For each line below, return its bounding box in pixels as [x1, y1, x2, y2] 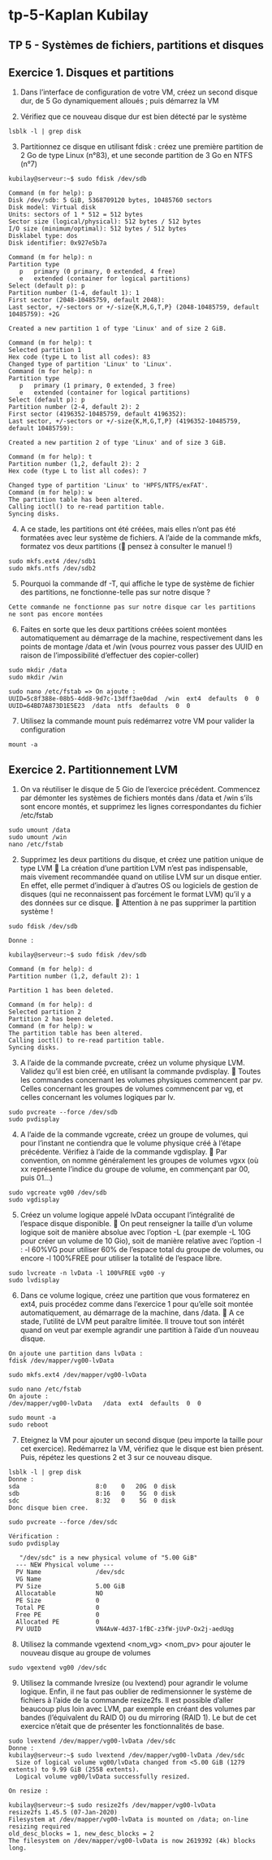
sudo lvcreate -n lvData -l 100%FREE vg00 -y [8, 1269, 165, 1277]
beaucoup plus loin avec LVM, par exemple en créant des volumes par [19, 1704, 256, 1714]
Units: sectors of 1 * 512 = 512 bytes [8, 210, 144, 219]
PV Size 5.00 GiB [15, 1582, 126, 1590]
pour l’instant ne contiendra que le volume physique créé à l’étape [19, 1138, 242, 1148]
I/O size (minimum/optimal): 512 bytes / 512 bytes [8, 225, 187, 233]
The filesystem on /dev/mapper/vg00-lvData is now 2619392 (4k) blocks [8, 1837, 256, 1845]
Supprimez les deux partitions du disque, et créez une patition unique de [19, 855, 264, 864]
